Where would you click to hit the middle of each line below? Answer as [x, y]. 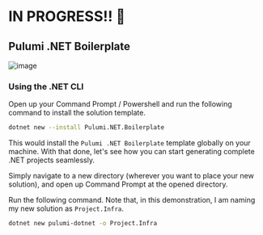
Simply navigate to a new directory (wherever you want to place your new [131, 176]
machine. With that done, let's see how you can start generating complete [131, 152]
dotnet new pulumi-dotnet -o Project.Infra [83, 224]
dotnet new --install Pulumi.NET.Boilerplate [86, 128]
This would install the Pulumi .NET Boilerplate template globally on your [129, 143]
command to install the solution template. [77, 113]
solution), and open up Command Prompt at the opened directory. [118, 184]
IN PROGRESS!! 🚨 [67, 17]
